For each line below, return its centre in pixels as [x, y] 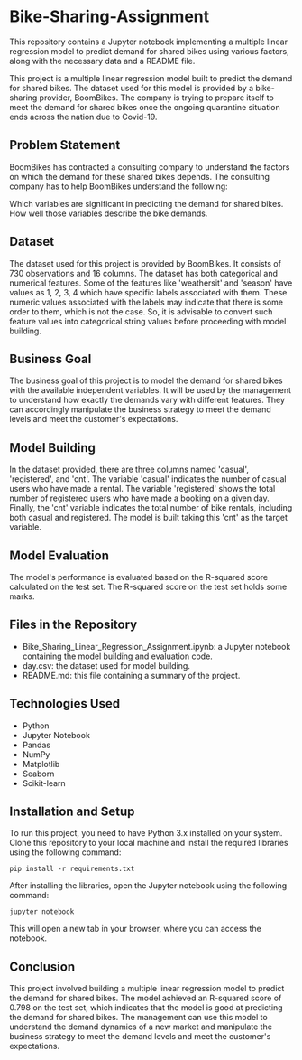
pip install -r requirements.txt [72, 869]
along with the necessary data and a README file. [102, 61]
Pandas [37, 745]
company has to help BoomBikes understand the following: [119, 186]
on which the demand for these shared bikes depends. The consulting [140, 176]
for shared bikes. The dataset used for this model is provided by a [132, 88]
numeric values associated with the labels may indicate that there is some [146, 302]
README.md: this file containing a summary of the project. [131, 675]
